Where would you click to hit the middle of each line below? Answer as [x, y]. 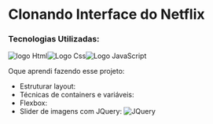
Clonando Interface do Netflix [106, 15]
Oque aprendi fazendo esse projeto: [66, 71]
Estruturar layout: [48, 86]
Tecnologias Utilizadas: [54, 39]
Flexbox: [33, 103]
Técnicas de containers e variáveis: [77, 95]
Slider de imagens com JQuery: [71, 111]
